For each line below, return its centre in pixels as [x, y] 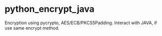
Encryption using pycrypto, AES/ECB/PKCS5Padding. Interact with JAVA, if [81, 23]
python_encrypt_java [50, 9]
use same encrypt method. [32, 28]
